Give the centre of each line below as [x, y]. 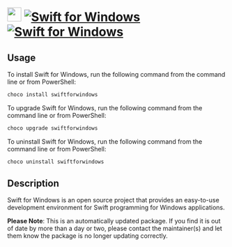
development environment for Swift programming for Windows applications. [116, 208]
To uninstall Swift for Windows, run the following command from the [105, 141]
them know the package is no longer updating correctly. [88, 236]
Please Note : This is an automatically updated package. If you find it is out [114, 221]
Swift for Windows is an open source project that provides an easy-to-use [113, 200]
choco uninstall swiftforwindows [56, 162]
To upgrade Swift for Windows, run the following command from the [105, 107]
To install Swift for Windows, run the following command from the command [116, 74]
